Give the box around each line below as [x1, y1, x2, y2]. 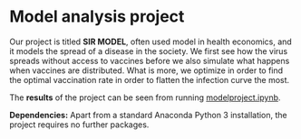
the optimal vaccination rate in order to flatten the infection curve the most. [9, 74, 290, 85]
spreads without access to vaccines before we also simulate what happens [9, 55, 290, 66]
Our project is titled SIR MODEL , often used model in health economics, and [9, 36, 292, 47]
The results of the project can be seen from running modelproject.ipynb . [9, 92, 281, 103]
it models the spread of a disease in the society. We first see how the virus [9, 45, 288, 56]
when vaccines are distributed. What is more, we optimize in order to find [9, 65, 284, 76]
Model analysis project [9, 6, 185, 27]
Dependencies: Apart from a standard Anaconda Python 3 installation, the [9, 109, 287, 120]
